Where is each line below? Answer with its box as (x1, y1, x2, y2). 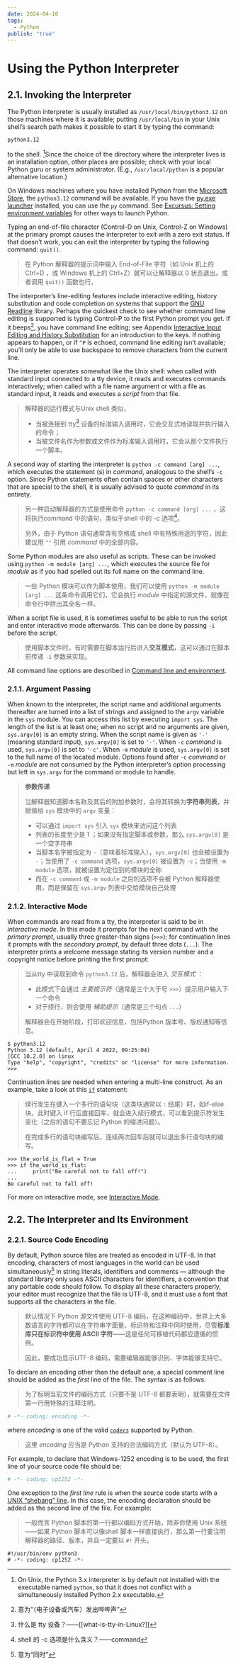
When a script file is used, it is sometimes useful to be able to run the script (7, 614, 228, 622)
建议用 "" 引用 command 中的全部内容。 (24, 538, 143, 546)
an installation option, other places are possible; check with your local (7, 157, 211, 166)
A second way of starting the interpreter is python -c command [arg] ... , (7, 460, 220, 468)
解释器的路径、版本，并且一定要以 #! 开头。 (24, 1535, 153, 1545)
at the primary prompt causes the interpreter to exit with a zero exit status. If (7, 230, 230, 238)
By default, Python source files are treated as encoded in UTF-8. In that (7, 1251, 216, 1260)
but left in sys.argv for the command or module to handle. (7, 768, 176, 777)
